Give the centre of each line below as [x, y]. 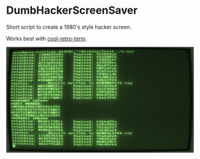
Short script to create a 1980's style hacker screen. [69, 27]
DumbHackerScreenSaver [72, 10]
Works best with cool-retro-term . [47, 38]
